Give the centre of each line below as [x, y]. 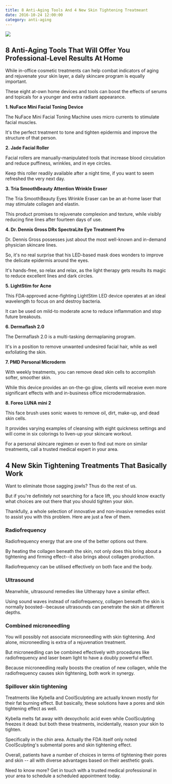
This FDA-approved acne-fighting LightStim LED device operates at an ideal [85, 296]
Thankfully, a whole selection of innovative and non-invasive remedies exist [85, 511]
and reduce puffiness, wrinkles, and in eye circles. [59, 163]
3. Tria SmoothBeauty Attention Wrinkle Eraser [56, 189]
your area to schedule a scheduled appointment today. [63, 776]
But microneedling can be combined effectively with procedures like [78, 652]
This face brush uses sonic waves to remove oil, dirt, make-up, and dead [82, 413]
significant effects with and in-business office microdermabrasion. [76, 393]
